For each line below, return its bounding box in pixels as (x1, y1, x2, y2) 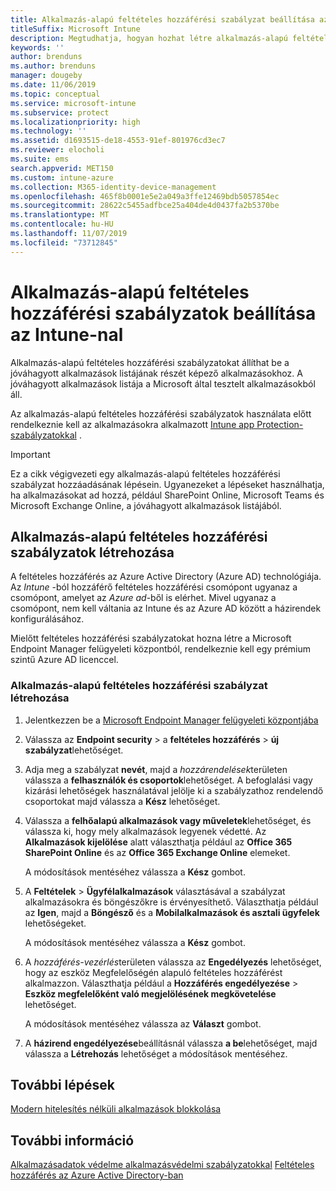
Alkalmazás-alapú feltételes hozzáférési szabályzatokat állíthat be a (10, 356, 290, 368)
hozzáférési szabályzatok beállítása (10, 302, 317, 325)
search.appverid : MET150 (10, 163, 114, 173)
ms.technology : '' (10, 126, 87, 136)
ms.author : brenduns (10, 61, 97, 71)
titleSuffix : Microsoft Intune (10, 24, 141, 34)
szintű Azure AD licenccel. (10, 654, 119, 666)
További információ (10, 1132, 135, 1149)
